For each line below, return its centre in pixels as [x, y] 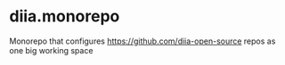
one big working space [51, 50]
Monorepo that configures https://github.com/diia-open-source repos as [142, 41]
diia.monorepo [65, 16]
